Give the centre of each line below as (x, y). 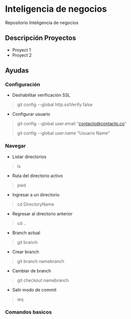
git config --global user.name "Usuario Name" (63, 133)
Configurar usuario (31, 114)
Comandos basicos (29, 312)
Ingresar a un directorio (36, 194)
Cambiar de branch (32, 270)
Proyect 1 (21, 50)
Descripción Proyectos (41, 38)
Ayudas (17, 70)
